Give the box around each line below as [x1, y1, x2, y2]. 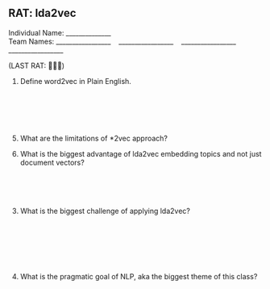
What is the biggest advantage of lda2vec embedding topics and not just [19, 149, 262, 158]
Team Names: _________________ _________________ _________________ [8, 36, 236, 46]
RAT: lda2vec [8, 6, 77, 20]
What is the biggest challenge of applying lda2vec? [19, 206, 191, 216]
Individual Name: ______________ [8, 27, 111, 37]
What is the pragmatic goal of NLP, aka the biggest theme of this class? [19, 271, 258, 281]
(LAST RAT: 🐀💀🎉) [8, 61, 65, 70]
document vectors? [19, 157, 85, 167]
